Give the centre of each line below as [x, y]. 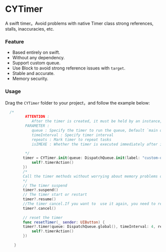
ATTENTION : [37, 117]
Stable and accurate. [33, 73]
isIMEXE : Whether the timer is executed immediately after [95, 144]
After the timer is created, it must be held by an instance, [97, 121]
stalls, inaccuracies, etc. [30, 29]
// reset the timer [43, 217]
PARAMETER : [37, 126]
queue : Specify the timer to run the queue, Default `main [95, 131]
